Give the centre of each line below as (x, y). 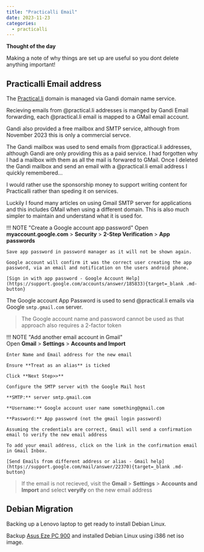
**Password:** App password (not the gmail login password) (84, 419)
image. (15, 542)
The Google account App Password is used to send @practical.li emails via (100, 301)
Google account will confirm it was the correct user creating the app (99, 263)
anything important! (31, 65)
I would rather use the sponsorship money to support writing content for (97, 185)
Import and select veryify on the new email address (86, 490)
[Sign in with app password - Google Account (65, 279)
